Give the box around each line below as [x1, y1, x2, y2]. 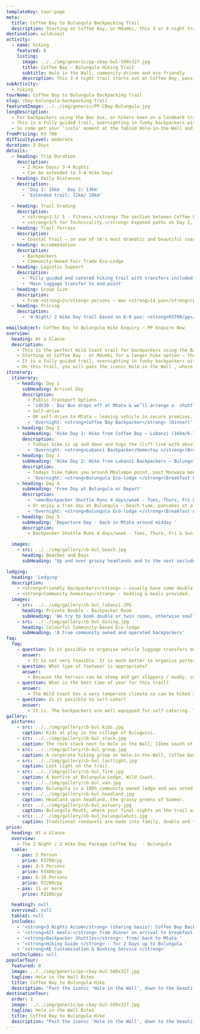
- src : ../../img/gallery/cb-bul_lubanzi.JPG [17, 602, 132, 608]
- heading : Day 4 [17, 481, 60, 487]
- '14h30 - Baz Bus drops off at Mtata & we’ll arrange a [27, 403, 174, 409]
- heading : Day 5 [17, 513, 60, 520]
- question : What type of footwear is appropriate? [17, 663, 148, 669]
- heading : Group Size [11, 286, 68, 292]
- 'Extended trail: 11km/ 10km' [21, 192, 102, 198]
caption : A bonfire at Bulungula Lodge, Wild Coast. [21, 775, 156, 781]
